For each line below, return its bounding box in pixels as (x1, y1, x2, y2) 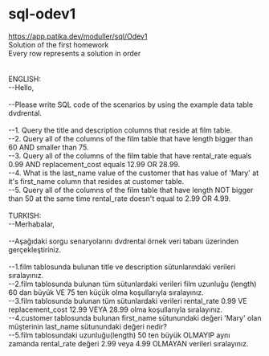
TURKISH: (8, 211, 42, 220)
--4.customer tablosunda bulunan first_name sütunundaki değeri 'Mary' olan (8, 313, 262, 322)
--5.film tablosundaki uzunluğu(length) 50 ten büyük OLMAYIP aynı (8, 330, 230, 340)
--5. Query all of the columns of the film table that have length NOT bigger (8, 185, 254, 194)
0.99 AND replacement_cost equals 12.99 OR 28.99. (8, 159, 181, 169)
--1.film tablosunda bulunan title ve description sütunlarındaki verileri (8, 262, 236, 272)
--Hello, (8, 82, 35, 92)
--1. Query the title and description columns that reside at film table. (8, 125, 233, 135)
